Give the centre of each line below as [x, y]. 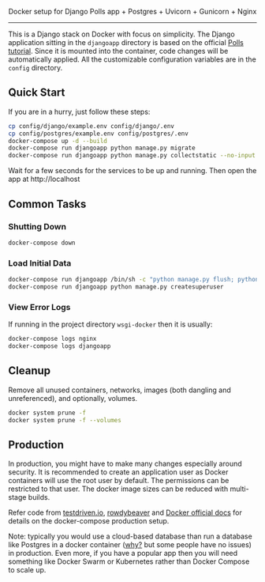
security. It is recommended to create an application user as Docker [118, 472]
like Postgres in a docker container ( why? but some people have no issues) [130, 545]
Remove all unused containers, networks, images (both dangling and [119, 390]
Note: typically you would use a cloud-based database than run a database [130, 536]
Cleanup [30, 371]
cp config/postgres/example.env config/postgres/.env [99, 134]
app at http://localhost [44, 179]
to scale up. [27, 570]
